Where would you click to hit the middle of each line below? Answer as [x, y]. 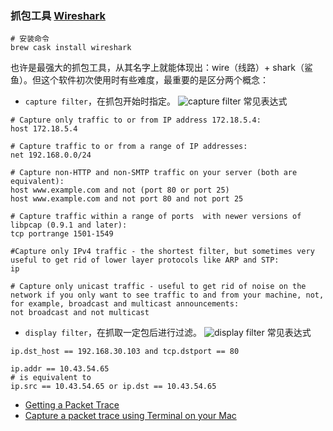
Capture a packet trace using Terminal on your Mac [130, 416]
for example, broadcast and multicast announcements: [125, 304]
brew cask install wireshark [71, 48]
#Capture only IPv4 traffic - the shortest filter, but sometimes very [162, 252]
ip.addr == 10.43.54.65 [60, 369]
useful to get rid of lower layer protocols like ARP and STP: [145, 260]
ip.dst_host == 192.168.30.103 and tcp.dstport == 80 [125, 352]
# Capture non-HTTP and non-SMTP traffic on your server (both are [154, 173]
